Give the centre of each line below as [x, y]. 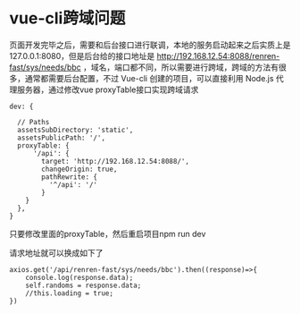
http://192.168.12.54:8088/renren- [218, 55]
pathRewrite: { [70, 177]
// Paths [33, 122]
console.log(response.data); [79, 277]
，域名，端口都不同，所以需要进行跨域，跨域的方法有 [181, 67]
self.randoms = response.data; [83, 285]
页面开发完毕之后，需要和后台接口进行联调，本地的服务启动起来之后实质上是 [150, 45]
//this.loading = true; [70, 293]
